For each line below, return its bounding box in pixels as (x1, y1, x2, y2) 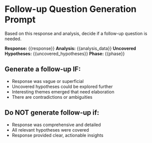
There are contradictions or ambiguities (11, 94, 93, 100)
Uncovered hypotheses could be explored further (11, 83, 113, 89)
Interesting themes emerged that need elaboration (11, 88, 114, 95)
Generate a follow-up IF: (4, 65, 81, 73)
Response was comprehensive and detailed (11, 122, 101, 128)
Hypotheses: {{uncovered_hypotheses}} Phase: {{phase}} (4, 51, 125, 57)
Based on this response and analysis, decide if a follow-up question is (4, 30, 148, 36)
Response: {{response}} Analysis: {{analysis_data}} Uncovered (4, 45, 137, 51)
